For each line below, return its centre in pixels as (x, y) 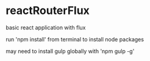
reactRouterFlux (48, 11)
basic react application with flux (46, 27)
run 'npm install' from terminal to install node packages (75, 39)
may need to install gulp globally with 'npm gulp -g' (70, 51)
